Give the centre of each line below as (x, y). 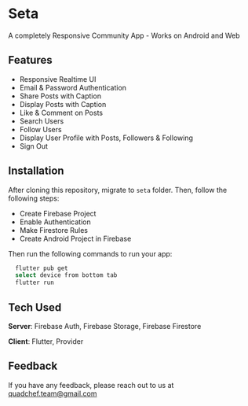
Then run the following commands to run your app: (90, 253)
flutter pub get (42, 268)
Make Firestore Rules (54, 230)
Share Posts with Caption (60, 96)
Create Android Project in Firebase (75, 238)
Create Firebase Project (58, 213)
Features (30, 60)
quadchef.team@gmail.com (53, 393)
